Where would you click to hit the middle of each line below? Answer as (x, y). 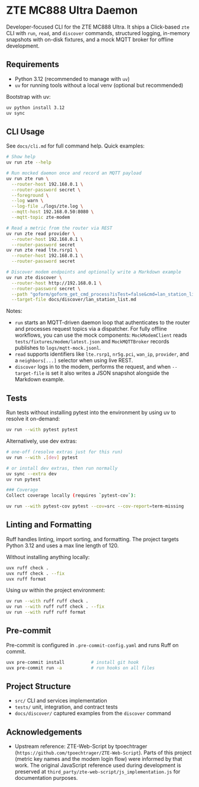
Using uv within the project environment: (56, 590)
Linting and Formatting (49, 525)
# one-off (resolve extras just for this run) (65, 452)
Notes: (14, 311)
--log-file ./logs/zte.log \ (47, 206)
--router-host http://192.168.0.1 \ (57, 283)
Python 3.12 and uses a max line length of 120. (62, 545)
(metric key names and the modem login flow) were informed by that (98, 759)
